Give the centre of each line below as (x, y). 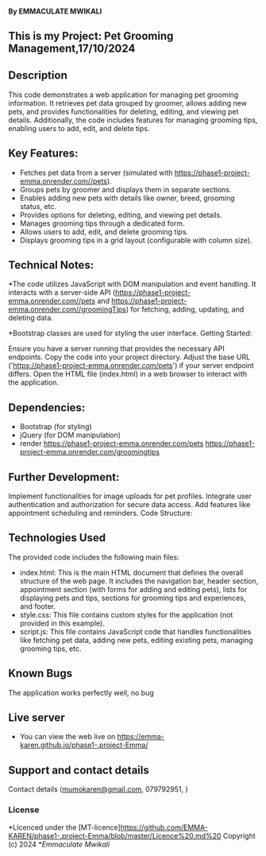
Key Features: (43, 154)
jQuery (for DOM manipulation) (70, 435)
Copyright (239, 835)
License (24, 810)
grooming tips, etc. (50, 649)
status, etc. (38, 206)
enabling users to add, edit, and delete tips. (79, 128)
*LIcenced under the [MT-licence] (64, 827)
